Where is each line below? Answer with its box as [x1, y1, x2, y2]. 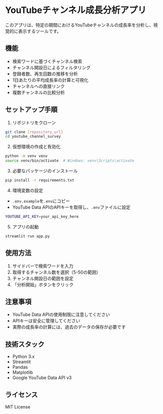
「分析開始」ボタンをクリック [12, 282, 74, 288]
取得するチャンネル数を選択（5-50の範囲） [12, 269, 101, 275]
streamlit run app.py [5, 233, 50, 239]
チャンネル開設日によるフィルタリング [12, 64, 91, 70]
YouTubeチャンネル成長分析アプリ [5, 4, 147, 16]
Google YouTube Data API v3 [12, 375, 72, 381]
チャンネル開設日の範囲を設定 [12, 275, 74, 281]
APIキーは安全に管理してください [12, 318, 81, 324]
